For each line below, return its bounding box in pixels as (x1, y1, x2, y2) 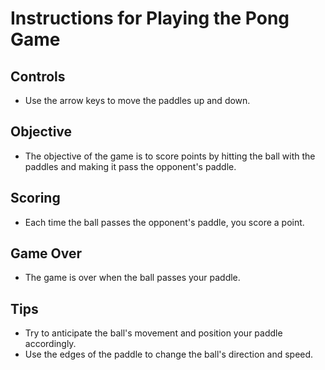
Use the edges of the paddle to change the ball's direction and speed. (24, 348, 314, 361)
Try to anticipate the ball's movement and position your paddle (24, 327, 283, 339)
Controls (10, 68, 66, 85)
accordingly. (24, 338, 77, 350)
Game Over (10, 245, 83, 262)
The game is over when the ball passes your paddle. (24, 272, 241, 284)
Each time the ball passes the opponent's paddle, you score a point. (24, 216, 305, 228)
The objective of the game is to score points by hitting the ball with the (24, 150, 316, 162)
